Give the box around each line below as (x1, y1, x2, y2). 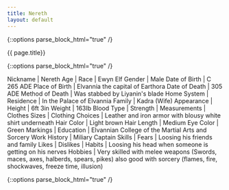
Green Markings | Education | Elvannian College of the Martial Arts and (7, 126, 207, 134)
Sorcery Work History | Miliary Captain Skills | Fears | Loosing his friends (7, 133, 213, 141)
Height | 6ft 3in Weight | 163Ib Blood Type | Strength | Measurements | (7, 104, 206, 112)
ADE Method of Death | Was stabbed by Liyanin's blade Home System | (7, 90, 209, 98)
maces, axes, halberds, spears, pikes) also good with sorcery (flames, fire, (7, 154, 218, 163)
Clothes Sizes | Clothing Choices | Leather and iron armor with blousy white (7, 111, 221, 120)
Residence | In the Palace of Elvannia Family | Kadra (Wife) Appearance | (7, 96, 213, 105)
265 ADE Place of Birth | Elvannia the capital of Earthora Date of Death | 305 (7, 82, 223, 90)
